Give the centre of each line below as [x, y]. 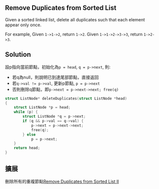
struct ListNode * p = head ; [42, 108]
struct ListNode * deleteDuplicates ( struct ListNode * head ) [66, 98]
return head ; [27, 148]
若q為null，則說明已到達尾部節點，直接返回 [55, 77]
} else [29, 134]
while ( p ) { [26, 112]
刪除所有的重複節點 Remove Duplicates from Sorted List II [62, 181]
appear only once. [23, 25]
